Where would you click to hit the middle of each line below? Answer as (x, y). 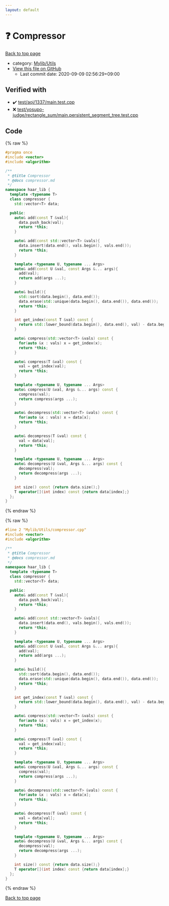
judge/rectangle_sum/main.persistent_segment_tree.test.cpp (75, 115)
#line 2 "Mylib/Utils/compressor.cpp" (46, 530)
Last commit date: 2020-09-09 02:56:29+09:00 (70, 74)
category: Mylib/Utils (34, 63)
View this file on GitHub (37, 68)
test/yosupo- (31, 110)
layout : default (22, 10)
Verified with (26, 90)
